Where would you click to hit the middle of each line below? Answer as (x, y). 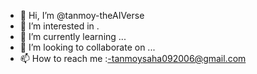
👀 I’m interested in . (59, 26)
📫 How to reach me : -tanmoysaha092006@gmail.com (133, 58)
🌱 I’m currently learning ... (73, 36)
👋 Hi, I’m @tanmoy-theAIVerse (82, 15)
